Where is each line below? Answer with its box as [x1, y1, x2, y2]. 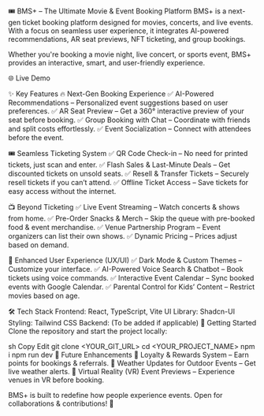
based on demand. [8, 240, 69, 250]
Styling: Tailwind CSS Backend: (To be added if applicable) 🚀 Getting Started [8, 318, 257, 327]
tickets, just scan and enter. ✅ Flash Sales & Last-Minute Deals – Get [8, 160, 231, 169]
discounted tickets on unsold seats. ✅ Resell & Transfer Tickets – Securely [8, 169, 250, 178]
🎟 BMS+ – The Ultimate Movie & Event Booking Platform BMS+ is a [8, 6, 227, 16]
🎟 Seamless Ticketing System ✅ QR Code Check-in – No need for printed [8, 149, 248, 158]
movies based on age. [8, 291, 80, 300]
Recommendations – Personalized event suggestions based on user [8, 98, 229, 107]
